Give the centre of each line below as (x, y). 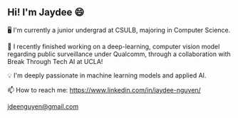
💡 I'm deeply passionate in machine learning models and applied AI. (107, 75)
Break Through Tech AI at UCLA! (55, 61)
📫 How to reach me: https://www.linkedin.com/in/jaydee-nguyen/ (104, 90)
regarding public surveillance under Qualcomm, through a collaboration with (119, 54)
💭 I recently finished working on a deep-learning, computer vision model (114, 46)
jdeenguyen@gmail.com (43, 106)
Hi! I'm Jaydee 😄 (46, 12)
